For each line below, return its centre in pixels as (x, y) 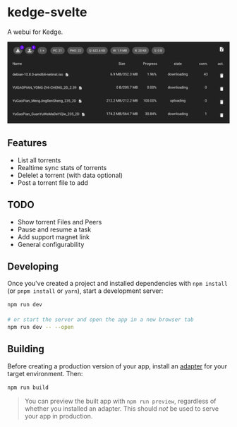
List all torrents (39, 160)
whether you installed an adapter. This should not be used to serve (122, 408)
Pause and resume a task (54, 229)
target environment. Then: (45, 373)
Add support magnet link (54, 236)
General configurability (51, 244)
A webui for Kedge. (35, 32)
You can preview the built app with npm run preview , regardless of (120, 401)
